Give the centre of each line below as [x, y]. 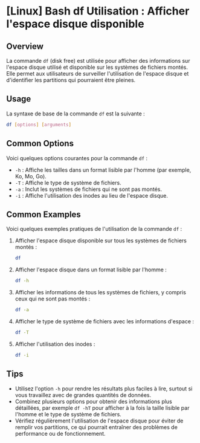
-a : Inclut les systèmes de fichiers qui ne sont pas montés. [88, 189]
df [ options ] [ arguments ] [39, 124]
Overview [25, 46]
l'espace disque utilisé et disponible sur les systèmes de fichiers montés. [97, 67]
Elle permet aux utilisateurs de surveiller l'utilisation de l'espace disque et [98, 73]
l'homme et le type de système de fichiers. [68, 414]
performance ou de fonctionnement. [60, 433]
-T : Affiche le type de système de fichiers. [68, 183]
